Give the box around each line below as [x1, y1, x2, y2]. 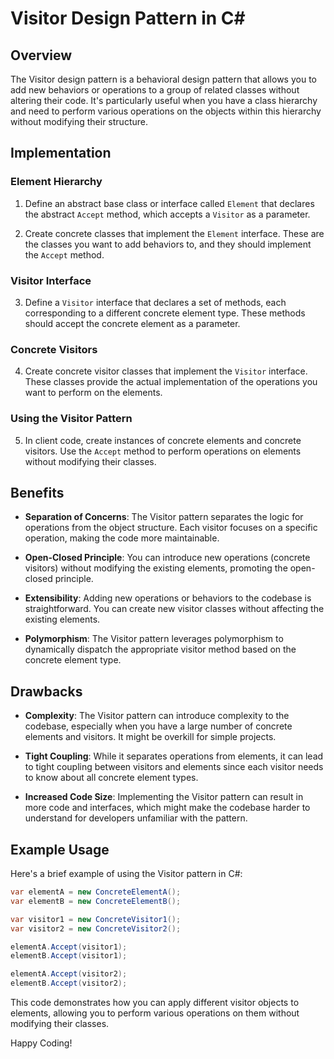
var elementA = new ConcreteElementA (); [10, 887, 182, 897]
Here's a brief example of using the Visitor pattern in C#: [10, 868, 243, 880]
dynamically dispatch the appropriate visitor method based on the [24, 643, 297, 656]
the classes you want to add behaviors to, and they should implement [24, 238, 312, 250]
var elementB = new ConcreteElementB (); [10, 896, 182, 906]
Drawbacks [10, 683, 83, 700]
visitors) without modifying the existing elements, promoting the [24, 562, 288, 574]
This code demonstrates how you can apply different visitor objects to [10, 997, 300, 1009]
